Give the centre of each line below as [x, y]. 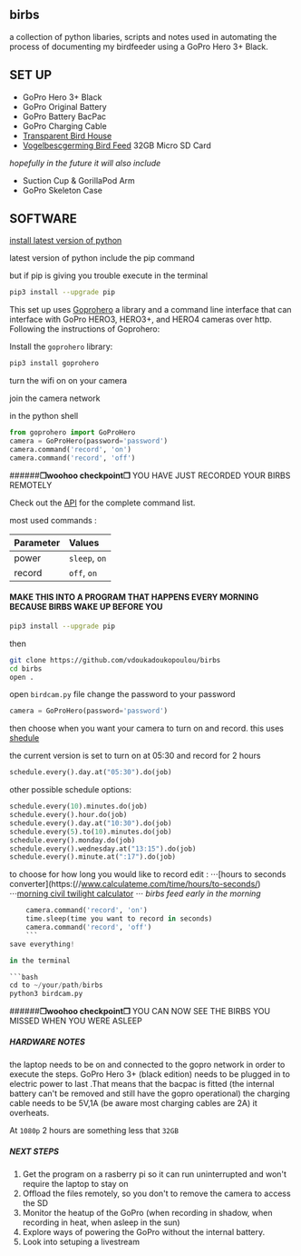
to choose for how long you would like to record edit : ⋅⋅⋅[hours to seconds [148, 874]
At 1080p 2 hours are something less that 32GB [94, 1131]
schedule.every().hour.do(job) [68, 815]
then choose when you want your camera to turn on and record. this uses [146, 728]
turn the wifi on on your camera [68, 381]
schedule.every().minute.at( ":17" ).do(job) [93, 857]
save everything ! [42, 944]
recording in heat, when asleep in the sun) [101, 1222]
